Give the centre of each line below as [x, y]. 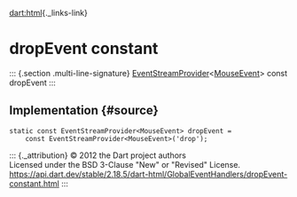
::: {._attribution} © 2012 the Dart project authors [98, 155]
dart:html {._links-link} [49, 13]
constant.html [34, 183]
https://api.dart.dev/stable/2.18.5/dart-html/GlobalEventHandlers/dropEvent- [148, 174]
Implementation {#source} [84, 110]
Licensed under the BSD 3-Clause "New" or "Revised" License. [125, 164]
